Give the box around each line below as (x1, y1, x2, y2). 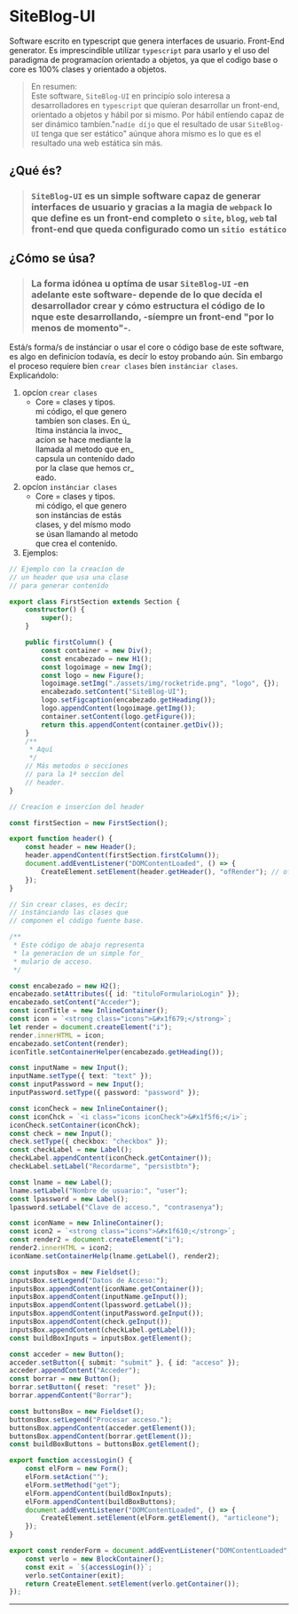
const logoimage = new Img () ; (41, 663, 153, 672)
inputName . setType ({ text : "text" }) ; (9, 1072, 153, 1081)
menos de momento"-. (30, 321, 131, 334)
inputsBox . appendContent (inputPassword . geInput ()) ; (9, 1309, 204, 1319)
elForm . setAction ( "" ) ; (25, 1473, 109, 1482)
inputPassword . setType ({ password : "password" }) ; (9, 1089, 200, 1098)
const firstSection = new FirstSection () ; (9, 818, 169, 827)
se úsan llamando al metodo (35, 528, 139, 539)
